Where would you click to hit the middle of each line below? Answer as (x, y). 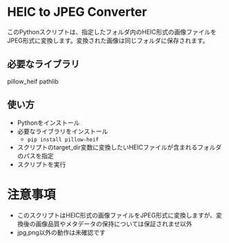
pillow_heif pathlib (33, 81)
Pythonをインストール (49, 123)
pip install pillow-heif (63, 139)
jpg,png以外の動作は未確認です (61, 232)
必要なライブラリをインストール (62, 131)
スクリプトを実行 (41, 164)
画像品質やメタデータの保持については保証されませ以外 (114, 224)
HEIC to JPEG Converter (77, 12)
